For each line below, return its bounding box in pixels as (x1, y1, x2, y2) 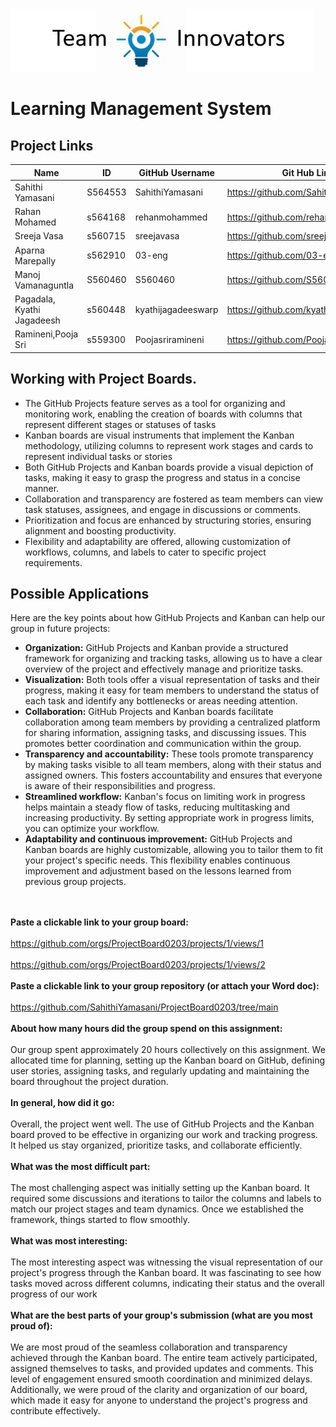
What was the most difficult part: (10, 1161, 151, 1173)
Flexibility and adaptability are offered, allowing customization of (24, 535, 292, 547)
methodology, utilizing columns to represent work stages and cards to (24, 439, 314, 452)
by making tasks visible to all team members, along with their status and (24, 759, 322, 771)
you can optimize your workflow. (24, 823, 160, 835)
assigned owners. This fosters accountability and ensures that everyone (24, 769, 323, 782)
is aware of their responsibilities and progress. (24, 780, 217, 792)
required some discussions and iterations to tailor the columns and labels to (10, 1193, 322, 1205)
